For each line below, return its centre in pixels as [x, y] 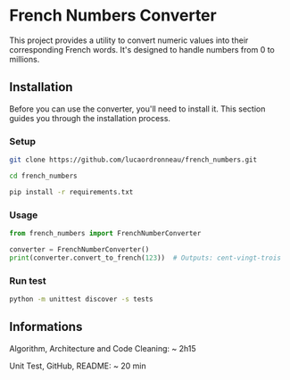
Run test [28, 280]
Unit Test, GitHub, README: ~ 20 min [78, 366]
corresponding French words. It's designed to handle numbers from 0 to [142, 49]
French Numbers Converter [113, 16]
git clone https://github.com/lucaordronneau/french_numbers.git [133, 160]
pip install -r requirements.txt [71, 192]
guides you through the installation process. [90, 118]
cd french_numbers [43, 176]
